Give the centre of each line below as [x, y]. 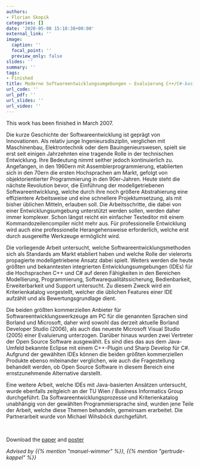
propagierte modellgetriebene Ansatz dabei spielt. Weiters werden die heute [100, 260]
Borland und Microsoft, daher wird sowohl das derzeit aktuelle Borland [93, 322]
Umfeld [15, 348]
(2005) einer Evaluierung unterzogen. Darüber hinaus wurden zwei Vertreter [100, 335]
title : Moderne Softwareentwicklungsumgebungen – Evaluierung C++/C [93, 84]
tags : [13, 73]
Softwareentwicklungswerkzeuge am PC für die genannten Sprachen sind [97, 316]
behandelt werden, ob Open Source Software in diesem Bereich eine [90, 367]
